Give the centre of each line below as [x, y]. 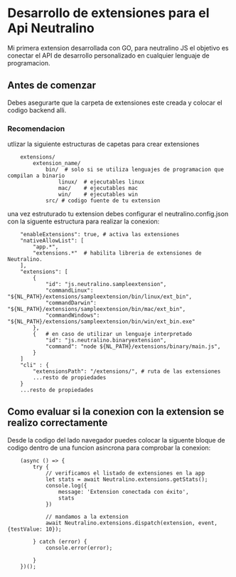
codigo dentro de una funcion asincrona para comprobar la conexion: [109, 448]
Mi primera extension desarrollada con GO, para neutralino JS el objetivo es [118, 48]
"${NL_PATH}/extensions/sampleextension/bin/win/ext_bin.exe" [101, 322]
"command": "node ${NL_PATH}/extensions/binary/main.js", [133, 346]
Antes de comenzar [52, 86]
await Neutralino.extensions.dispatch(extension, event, [132, 523]
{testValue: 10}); [34, 529]
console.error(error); [79, 548]
